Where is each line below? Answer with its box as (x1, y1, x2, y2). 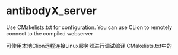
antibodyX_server (6, 4, 97, 18)
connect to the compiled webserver (6, 30, 94, 37)
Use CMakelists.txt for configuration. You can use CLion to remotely (6, 24, 173, 31)
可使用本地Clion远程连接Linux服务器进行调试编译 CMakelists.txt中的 (6, 42, 172, 49)
